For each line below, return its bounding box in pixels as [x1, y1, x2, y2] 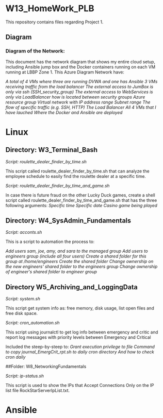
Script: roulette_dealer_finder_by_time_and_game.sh [5, 183, 110, 189]
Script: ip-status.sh [5, 373, 44, 379]
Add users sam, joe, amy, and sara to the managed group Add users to [5, 248, 148, 254]
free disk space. [5, 311, 38, 316]
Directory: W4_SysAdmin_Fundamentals [5, 217, 131, 225]
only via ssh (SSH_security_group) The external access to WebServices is [5, 88, 153, 95]
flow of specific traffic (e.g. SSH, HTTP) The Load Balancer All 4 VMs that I [5, 104, 157, 110]
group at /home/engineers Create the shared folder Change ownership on [5, 259, 154, 264]
